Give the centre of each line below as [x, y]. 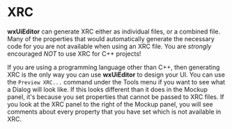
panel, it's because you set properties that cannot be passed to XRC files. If [116, 97]
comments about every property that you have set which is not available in [114, 112]
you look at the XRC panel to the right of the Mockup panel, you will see [110, 104]
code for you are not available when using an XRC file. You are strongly [109, 46]
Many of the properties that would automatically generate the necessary [111, 38]
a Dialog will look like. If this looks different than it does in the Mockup [107, 89]
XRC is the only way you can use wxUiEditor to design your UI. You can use [116, 75]
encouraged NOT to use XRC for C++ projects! [74, 54]
